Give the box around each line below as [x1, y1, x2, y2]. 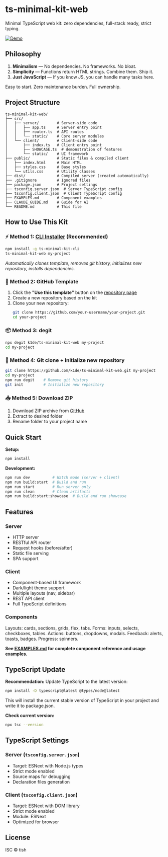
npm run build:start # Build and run [5, 480, 86, 485]
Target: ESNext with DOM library [12, 803, 80, 809]
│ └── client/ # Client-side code [5, 138, 98, 143]
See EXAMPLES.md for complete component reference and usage [5, 645, 146, 651]
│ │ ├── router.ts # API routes [5, 129, 84, 134]
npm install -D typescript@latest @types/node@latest [5, 688, 120, 693]
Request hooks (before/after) [12, 544, 73, 551]
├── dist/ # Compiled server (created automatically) [5, 173, 149, 178]
